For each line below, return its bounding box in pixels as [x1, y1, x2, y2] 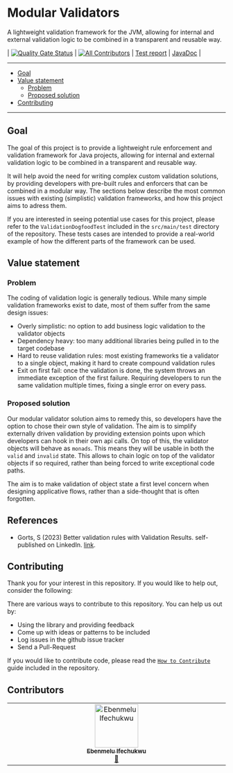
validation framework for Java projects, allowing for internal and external [7, 151, 215, 159]
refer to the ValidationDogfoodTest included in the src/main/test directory [7, 222, 220, 230]
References [7, 515, 58, 527]
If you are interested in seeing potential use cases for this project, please [7, 214, 215, 223]
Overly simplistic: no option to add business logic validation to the [17, 322, 206, 330]
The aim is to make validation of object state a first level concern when [7, 479, 209, 488]
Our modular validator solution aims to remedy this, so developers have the [7, 414, 222, 422]
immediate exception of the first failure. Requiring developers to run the [17, 374, 222, 382]
